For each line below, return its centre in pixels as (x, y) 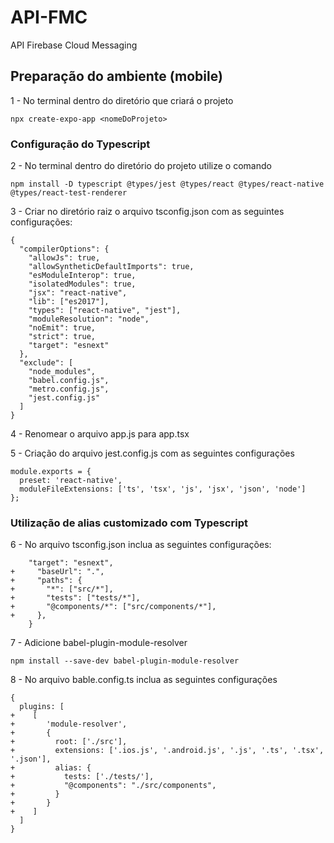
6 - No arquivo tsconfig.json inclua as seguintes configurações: (141, 545)
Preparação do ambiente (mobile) (116, 76)
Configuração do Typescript (80, 144)
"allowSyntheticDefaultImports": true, (111, 267)
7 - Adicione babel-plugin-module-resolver (99, 643)
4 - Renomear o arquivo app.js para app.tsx (100, 434)
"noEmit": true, (62, 328)
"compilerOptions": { (64, 249)
